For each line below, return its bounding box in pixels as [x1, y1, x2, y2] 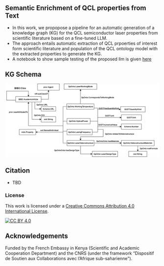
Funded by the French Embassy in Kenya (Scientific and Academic [5, 245, 140, 251]
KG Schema [5, 70, 42, 79]
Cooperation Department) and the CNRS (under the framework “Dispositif [5, 250, 154, 256]
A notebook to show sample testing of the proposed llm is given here [12, 56, 152, 62]
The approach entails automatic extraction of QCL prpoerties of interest [12, 40, 158, 46]
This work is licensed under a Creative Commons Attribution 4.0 [5, 203, 135, 208]
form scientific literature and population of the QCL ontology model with [12, 45, 158, 51]
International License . [5, 208, 49, 214]
